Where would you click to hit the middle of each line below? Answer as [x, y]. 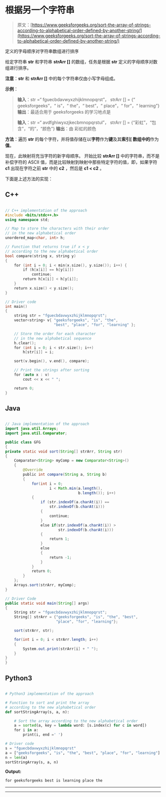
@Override [33, 470]
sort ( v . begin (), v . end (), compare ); [52, 361]
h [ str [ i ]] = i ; [39, 352]
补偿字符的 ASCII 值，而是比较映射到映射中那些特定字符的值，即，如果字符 [81, 162]
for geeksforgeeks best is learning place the [54, 781]
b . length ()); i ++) [97, 493]
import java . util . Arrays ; [32, 429]
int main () [16, 306]
